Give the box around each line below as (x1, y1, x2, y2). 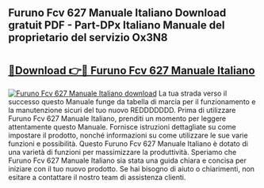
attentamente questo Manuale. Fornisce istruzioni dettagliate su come (8, 122, 236, 131)
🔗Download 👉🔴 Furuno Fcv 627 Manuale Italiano (8, 63, 255, 77)
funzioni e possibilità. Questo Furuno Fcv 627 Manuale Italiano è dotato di (8, 139, 248, 149)
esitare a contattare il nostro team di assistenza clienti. (8, 173, 186, 182)
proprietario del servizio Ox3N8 (8, 31, 168, 44)
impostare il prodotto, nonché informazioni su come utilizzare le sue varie (8, 130, 248, 140)
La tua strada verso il (158, 88, 228, 98)
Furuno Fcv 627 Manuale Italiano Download (8, 6, 227, 20)
